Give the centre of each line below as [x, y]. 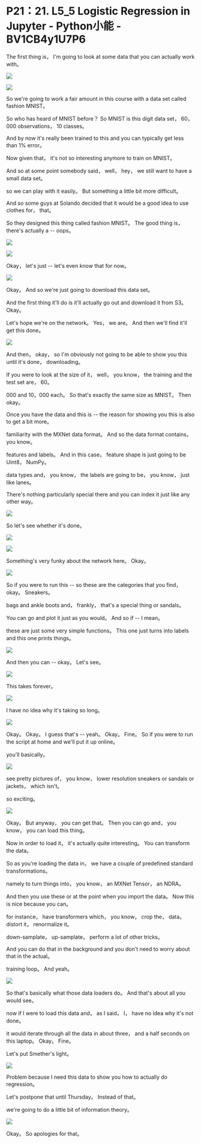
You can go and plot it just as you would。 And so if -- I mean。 [85, 617]
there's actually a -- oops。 [40, 230]
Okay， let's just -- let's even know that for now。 [68, 265]
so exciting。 [22, 799]
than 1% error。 [25, 145]
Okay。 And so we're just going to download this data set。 [80, 290]
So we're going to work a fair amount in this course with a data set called [96, 99]
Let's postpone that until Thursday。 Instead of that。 [73, 1097]
